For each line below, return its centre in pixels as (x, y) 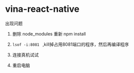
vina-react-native (42, 9)
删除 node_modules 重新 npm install (49, 34)
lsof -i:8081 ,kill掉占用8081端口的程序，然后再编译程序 (70, 44)
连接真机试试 (25, 55)
